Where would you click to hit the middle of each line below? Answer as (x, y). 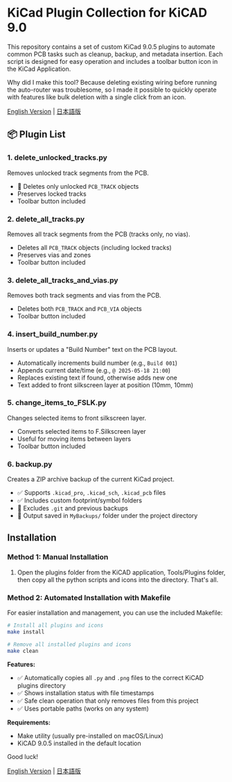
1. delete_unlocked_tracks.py (57, 158)
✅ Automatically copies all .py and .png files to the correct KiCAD (110, 677)
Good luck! (23, 756)
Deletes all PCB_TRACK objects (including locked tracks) (94, 247)
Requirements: (29, 722)
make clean (23, 651)
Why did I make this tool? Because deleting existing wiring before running (112, 82)
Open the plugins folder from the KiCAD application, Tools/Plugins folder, (122, 572)
